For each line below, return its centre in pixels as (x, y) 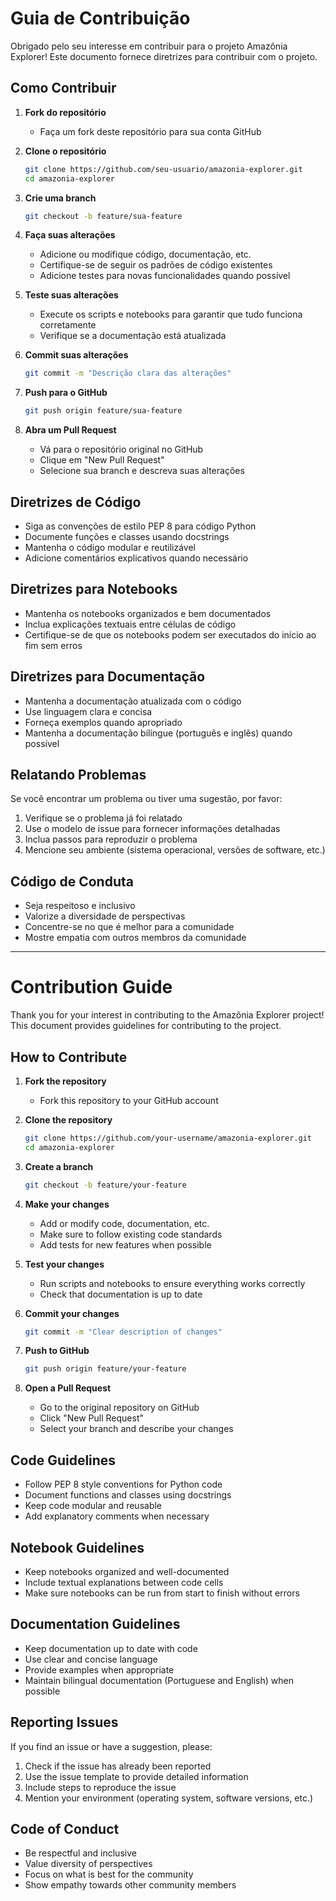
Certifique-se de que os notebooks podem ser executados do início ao (170, 634)
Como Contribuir (63, 88)
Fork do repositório (65, 112)
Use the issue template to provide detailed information (136, 1776)
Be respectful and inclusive (80, 1853)
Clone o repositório (65, 151)
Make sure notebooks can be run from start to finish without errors (162, 1593)
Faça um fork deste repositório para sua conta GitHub (150, 131)
